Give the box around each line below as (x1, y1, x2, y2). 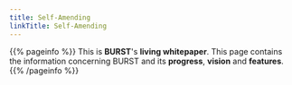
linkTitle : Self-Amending (9, 21, 107, 30)
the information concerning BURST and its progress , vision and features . (9, 55, 285, 66)
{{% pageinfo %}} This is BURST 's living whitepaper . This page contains (9, 46, 283, 56)
